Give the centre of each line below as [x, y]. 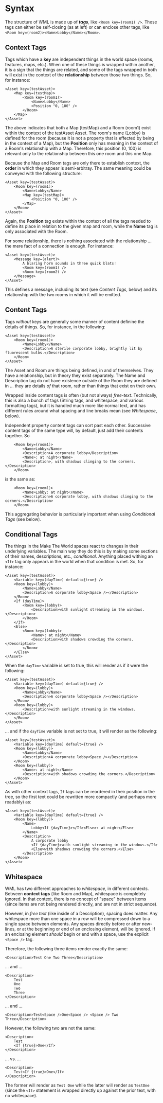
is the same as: [20, 479]
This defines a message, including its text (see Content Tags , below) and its [81, 289]
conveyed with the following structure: [44, 173]
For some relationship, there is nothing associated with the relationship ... [78, 241]
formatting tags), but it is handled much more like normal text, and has [75, 405]
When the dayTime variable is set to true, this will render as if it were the [77, 666]
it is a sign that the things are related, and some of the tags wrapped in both [81, 70]
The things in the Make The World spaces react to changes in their [72, 546]
